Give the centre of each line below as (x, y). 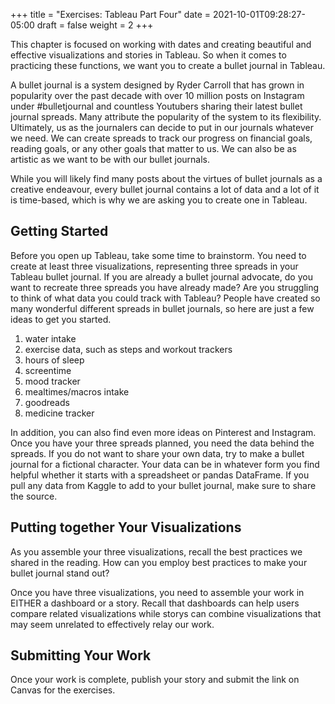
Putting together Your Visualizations (126, 527)
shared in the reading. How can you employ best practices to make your (159, 562)
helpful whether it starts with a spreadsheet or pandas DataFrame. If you (160, 475)
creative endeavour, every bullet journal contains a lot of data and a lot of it (165, 189)
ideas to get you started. (61, 319)
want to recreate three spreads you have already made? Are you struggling (165, 287)
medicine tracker (59, 413)
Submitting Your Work (81, 655)
